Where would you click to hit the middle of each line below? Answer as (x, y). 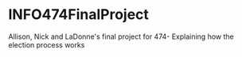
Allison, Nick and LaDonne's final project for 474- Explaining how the (121, 36)
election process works (47, 44)
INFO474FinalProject (79, 15)
